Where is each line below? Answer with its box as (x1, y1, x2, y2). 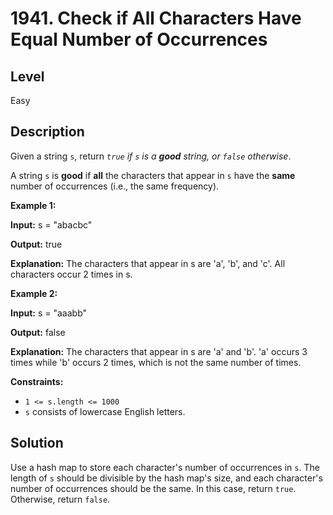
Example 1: (10, 199, 57, 211)
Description (10, 123, 85, 141)
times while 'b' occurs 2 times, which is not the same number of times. (10, 356, 302, 368)
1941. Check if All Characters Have (10, 7, 302, 30)
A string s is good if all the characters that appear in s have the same (10, 169, 296, 181)
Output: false (10, 326, 66, 338)
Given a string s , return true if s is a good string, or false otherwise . (10, 150, 292, 162)
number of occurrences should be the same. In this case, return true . (10, 482, 297, 494)
